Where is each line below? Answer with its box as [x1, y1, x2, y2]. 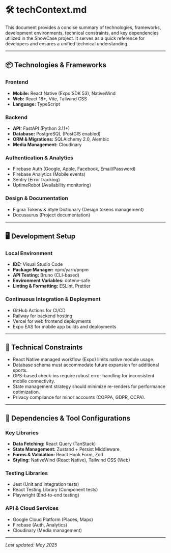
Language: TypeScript [12, 101, 60, 107]
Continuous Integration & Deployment [5, 296, 101, 303]
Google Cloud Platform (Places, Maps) [12, 516, 93, 522]
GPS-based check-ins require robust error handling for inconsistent [12, 373, 155, 379]
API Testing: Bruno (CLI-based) [12, 272, 80, 278]
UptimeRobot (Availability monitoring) [12, 182, 92, 188]
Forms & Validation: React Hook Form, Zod [12, 452, 103, 457]
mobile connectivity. [12, 378, 55, 384]
